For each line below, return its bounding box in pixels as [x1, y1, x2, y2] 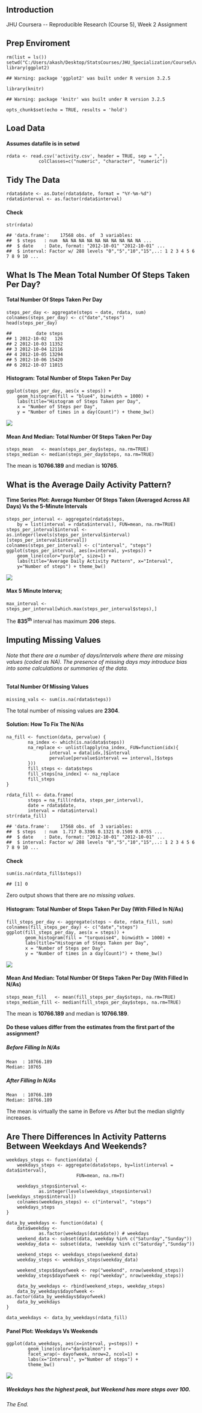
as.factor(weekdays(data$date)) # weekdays [38, 1231, 149, 1237]
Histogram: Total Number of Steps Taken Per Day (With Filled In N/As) [6, 905, 184, 913]
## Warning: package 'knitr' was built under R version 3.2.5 [6, 96, 165, 102]
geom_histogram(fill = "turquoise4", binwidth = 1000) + [25, 934, 171, 940]
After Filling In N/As [6, 1076, 56, 1084]
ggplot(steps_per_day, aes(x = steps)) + [6, 388, 112, 394]
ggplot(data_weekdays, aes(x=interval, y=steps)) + [6, 1341, 138, 1347]
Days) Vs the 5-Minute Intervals [6, 503, 88, 510]
